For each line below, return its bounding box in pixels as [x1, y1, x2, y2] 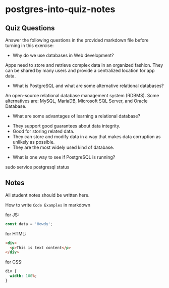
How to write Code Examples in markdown [5, 201, 91, 208]
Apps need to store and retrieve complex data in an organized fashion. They [5, 62, 163, 68]
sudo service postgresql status [5, 164, 70, 170]
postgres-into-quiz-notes [5, 4, 116, 15]
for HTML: [5, 230, 27, 236]
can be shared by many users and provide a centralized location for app [5, 67, 155, 73]
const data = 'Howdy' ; [5, 221, 53, 226]
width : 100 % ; [10, 273, 37, 279]
